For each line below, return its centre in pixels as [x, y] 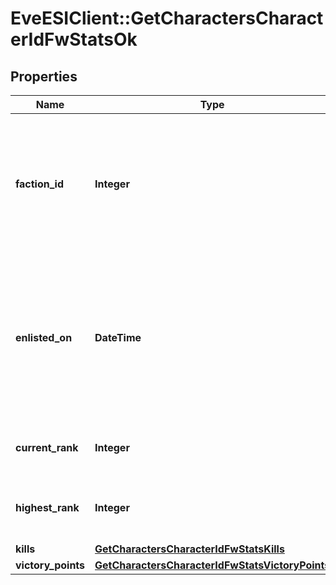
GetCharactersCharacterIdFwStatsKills [189, 549]
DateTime [118, 337]
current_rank [47, 447]
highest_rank [47, 507]
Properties [44, 76]
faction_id [40, 184]
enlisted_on [44, 337]
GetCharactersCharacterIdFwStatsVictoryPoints [212, 565]
